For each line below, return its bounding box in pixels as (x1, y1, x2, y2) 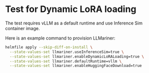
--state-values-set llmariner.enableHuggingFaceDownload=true (9, 63, 142, 68)
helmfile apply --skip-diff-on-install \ (5, 44, 93, 49)
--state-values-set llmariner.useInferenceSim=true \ (9, 49, 124, 54)
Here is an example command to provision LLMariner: (5, 35, 115, 41)
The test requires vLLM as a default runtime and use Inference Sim (5, 20, 142, 26)
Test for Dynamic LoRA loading (5, 3, 136, 15)
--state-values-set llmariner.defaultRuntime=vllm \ (9, 58, 122, 63)
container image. (5, 25, 40, 31)
